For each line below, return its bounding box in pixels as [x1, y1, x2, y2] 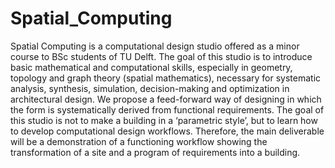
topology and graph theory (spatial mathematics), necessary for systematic [10, 72, 322, 84]
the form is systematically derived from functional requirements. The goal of [10, 103, 325, 116]
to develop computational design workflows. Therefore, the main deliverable [10, 125, 325, 137]
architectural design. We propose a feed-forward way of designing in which [10, 93, 322, 105]
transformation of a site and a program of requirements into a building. [10, 146, 301, 158]
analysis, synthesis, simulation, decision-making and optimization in [10, 82, 290, 94]
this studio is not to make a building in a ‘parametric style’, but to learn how [10, 114, 318, 126]
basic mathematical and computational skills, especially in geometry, [10, 61, 293, 73]
